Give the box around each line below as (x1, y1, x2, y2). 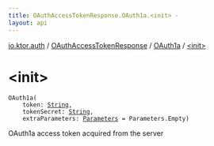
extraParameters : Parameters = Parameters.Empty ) (22, 115, 190, 123)
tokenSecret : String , (22, 108, 94, 116)
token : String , (22, 101, 73, 109)
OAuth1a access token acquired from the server (8, 129, 164, 138)
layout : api (8, 19, 48, 27)
